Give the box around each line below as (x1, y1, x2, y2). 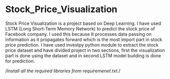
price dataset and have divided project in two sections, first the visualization (5, 47, 165, 53)
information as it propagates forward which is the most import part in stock (5, 36, 162, 43)
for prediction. (5, 58, 35, 64)
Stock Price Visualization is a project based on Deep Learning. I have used (5, 20, 161, 26)
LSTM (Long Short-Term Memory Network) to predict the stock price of (5, 25, 155, 31)
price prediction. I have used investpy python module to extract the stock (5, 42, 159, 48)
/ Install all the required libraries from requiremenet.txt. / (5, 67, 121, 74)
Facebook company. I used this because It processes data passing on (5, 31, 152, 37)
